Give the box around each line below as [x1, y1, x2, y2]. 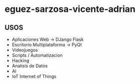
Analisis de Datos [11, 63, 48, 69]
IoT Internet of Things [11, 74, 57, 79]
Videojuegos [11, 47, 38, 53]
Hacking [11, 58, 29, 63]
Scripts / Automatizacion [11, 52, 63, 58]
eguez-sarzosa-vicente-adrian [4, 3, 136, 15]
